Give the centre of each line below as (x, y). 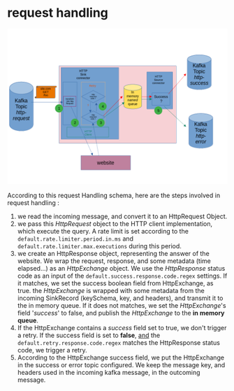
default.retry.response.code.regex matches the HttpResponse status (118, 343)
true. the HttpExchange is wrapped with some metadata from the (111, 291)
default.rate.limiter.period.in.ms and (75, 239)
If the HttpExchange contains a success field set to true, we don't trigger (122, 328)
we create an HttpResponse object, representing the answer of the (113, 254)
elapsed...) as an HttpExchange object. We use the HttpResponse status (121, 269)
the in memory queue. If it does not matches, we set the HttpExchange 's (122, 306)
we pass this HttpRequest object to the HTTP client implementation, (115, 224)
